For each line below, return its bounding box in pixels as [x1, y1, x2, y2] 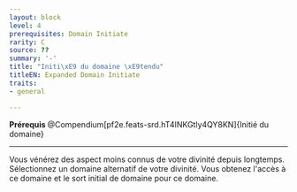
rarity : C [9, 37, 46, 47]
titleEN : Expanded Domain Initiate [9, 71, 141, 80]
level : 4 [9, 21, 42, 30]
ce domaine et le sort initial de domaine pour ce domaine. [9, 173, 219, 183]
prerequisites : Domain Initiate [9, 29, 128, 38]
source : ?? [9, 46, 49, 55]
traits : [9, 79, 38, 88]
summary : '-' [9, 54, 57, 63]
